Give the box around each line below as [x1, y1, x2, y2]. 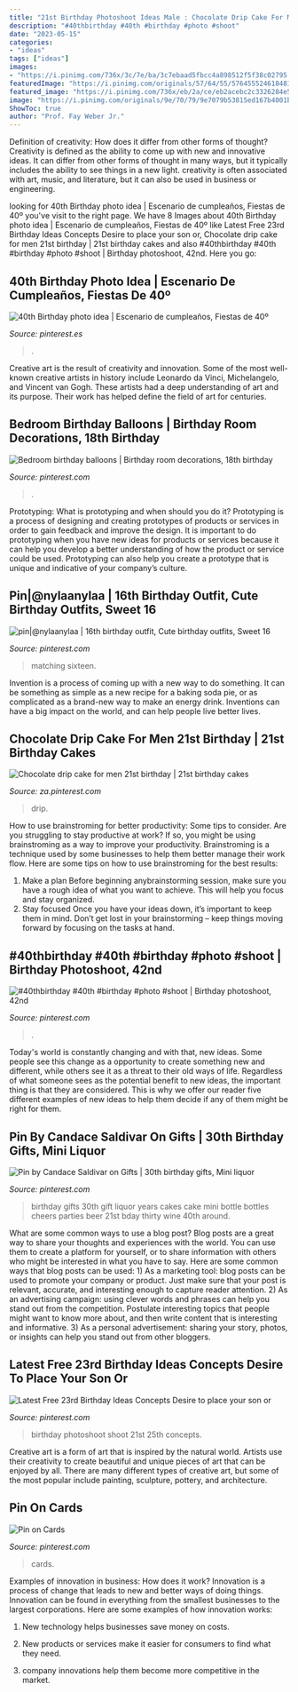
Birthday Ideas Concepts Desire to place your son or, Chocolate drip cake [9, 229, 278, 240]
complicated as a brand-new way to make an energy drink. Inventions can [9, 696, 280, 707]
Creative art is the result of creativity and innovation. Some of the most [9, 362, 269, 373]
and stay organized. [21, 894, 95, 905]
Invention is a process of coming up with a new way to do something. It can [9, 677, 286, 688]
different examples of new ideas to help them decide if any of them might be [9, 1094, 289, 1105]
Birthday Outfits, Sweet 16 [9, 602, 157, 617]
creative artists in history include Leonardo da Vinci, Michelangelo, [35, 372, 279, 383]
